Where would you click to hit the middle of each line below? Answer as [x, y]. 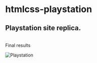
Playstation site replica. [43, 28]
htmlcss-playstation [49, 9]
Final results [18, 45]
